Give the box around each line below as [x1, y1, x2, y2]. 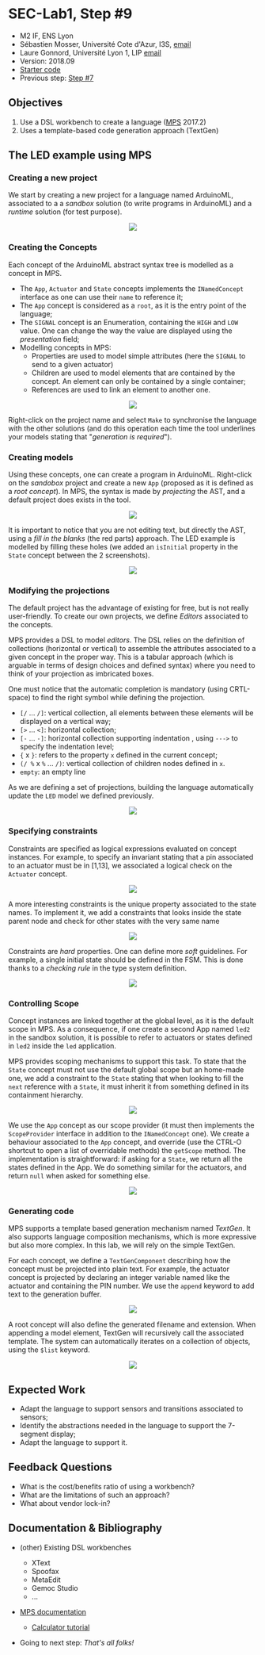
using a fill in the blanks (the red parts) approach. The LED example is [8, 534, 236, 543]
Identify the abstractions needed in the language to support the [19, 1421, 227, 1431]
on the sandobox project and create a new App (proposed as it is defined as [8, 478, 254, 488]
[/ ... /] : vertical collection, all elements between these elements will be [19, 708, 254, 718]
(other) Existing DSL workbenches [19, 1542, 132, 1552]
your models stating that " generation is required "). [8, 431, 172, 441]
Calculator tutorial [31, 1622, 90, 1632]
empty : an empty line [19, 767, 86, 777]
